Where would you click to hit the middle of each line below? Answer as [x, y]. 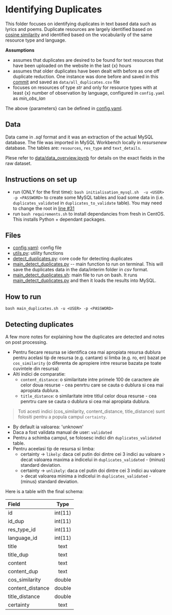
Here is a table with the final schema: [44, 491]
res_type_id [22, 530]
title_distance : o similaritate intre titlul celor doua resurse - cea [88, 396]
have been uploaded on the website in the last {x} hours [72, 65]
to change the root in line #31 [43, 208]
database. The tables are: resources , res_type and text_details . [73, 148]
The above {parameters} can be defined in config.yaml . [64, 108]
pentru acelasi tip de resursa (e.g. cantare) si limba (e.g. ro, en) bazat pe [89, 358]
